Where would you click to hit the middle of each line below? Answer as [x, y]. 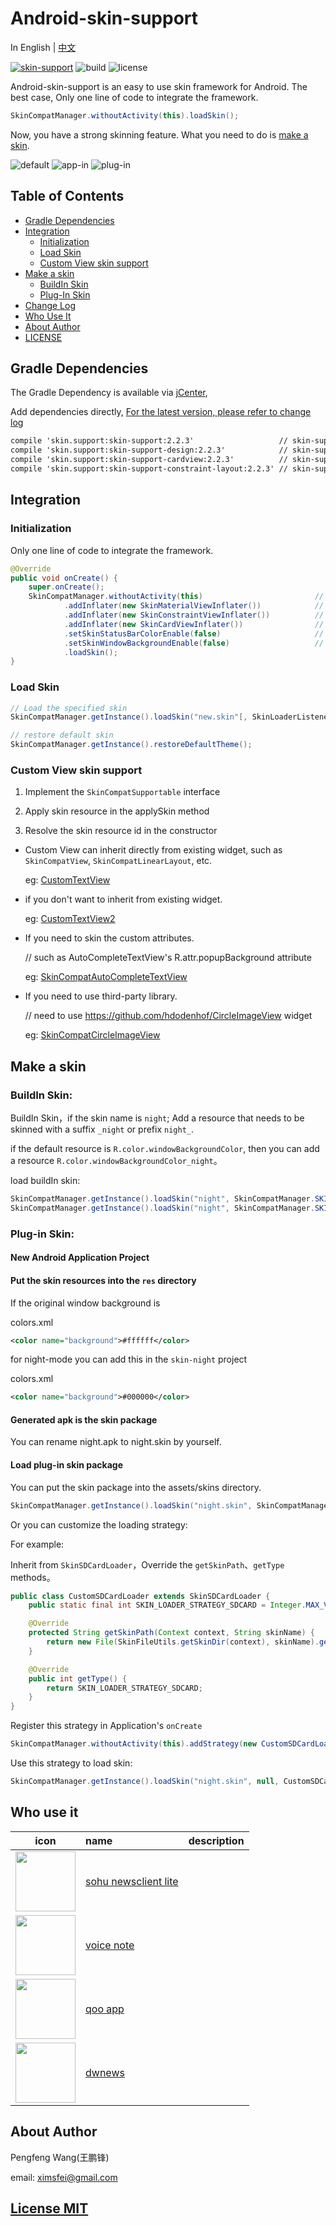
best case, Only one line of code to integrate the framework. [134, 97]
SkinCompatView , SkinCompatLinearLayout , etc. [118, 861]
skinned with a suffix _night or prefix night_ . [102, 1129]
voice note [110, 1945]
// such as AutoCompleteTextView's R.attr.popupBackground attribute [168, 958]
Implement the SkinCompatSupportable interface [122, 792]
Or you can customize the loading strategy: [99, 1524]
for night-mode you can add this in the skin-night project [129, 1359]
